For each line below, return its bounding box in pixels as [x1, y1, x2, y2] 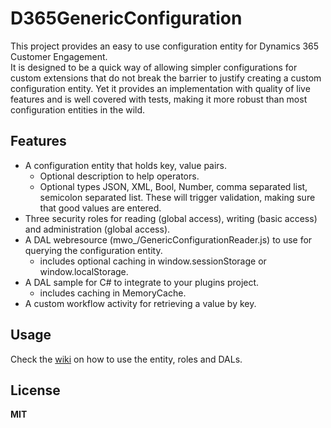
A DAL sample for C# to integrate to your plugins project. [24, 276, 260, 288]
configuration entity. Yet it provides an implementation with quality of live [10, 82, 311, 94]
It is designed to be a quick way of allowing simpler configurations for [10, 61, 298, 73]
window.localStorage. [39, 265, 129, 277]
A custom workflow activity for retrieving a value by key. [24, 297, 257, 309]
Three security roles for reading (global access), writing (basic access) [24, 212, 318, 224]
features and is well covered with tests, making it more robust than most [10, 93, 308, 105]
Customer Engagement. [10, 50, 108, 62]
